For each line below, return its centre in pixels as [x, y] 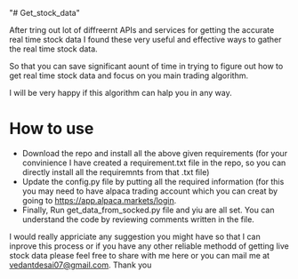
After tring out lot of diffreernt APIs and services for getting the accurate [142, 30]
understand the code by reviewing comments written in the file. [138, 219]
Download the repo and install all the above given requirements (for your [154, 153]
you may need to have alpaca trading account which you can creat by [150, 191]
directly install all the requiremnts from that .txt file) [116, 171]
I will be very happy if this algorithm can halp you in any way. [121, 93]
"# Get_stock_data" [44, 13]
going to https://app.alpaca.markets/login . [99, 200]
